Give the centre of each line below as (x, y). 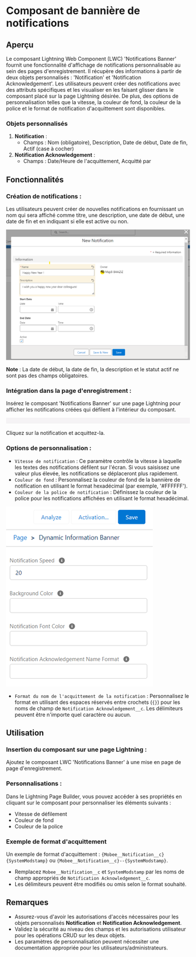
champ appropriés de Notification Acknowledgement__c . (82, 877)
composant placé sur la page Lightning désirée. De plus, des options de (92, 96)
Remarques (27, 902)
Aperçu (20, 45)
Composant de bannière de (73, 11)
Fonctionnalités (35, 179)
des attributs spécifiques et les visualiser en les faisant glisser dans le (90, 90)
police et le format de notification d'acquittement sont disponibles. (86, 108)
